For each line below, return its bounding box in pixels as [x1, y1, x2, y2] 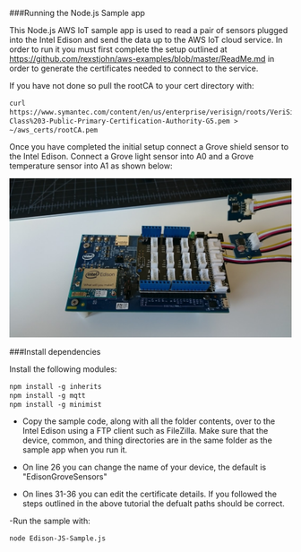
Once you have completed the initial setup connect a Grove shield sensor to [9, 142, 289, 151]
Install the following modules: [9, 363, 117, 375]
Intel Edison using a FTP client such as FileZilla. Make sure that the [21, 425, 269, 436]
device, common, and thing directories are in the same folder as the [21, 435, 273, 445]
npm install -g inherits [9, 382, 102, 391]
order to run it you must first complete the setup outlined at [9, 44, 228, 55]
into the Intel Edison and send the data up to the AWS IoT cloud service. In [9, 35, 283, 45]
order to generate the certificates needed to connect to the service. [9, 63, 259, 73]
